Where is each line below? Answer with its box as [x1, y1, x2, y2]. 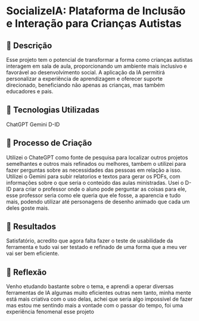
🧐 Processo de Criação [6, 138, 92, 148]
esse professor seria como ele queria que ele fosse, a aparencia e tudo [6, 191, 181, 199]
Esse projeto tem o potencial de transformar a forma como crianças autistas [6, 56, 193, 63]
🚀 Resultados [6, 222, 57, 232]
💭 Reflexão [6, 267, 47, 277]
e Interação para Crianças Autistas [6, 17, 182, 30]
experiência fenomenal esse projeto [6, 308, 94, 316]
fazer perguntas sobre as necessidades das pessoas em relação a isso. [6, 166, 182, 174]
